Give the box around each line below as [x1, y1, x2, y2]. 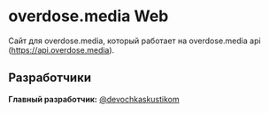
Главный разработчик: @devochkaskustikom [8, 94, 180, 104]
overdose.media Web [8, 6, 169, 26]
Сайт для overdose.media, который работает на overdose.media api [8, 35, 262, 46]
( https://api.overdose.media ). [8, 44, 115, 55]
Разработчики [8, 71, 92, 86]
